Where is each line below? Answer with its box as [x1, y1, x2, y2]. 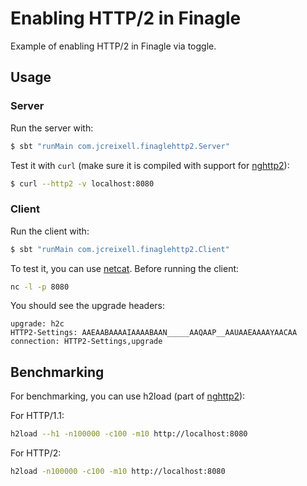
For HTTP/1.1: [10, 410, 65, 422]
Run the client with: [10, 225, 90, 237]
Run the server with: [10, 122, 94, 134]
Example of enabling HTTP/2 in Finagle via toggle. [10, 40, 217, 52]
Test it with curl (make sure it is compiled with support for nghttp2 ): [10, 159, 290, 171]
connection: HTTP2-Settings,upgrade [10, 337, 163, 347]
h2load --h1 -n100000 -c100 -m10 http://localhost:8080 [10, 429, 248, 439]
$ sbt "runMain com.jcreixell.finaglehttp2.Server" [10, 141, 230, 151]
